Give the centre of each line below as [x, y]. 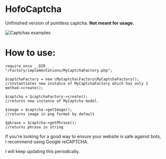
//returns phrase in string [34, 127]
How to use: [30, 53]
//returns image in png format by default [50, 114]
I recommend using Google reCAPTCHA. [47, 142]
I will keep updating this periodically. [43, 151]
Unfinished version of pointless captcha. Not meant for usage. [70, 23]
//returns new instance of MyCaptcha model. [52, 101]
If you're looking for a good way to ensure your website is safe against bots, [83, 136]
